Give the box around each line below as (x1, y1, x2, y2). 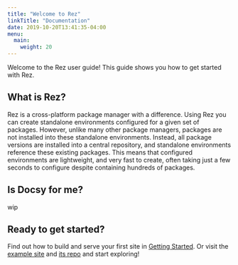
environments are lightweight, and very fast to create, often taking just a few (7, 155, 231, 164)
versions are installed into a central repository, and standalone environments (7, 140, 232, 149)
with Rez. (7, 71, 35, 79)
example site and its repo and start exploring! (7, 250, 140, 259)
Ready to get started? (7, 224, 105, 236)
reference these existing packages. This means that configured (7, 147, 193, 157)
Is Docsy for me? (7, 184, 84, 196)
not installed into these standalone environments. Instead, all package (7, 132, 212, 141)
